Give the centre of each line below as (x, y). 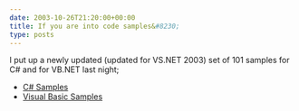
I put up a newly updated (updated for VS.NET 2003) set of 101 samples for (149, 60)
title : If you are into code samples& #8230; (95, 26)
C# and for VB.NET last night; (64, 69)
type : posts (32, 34)
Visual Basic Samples (63, 97)
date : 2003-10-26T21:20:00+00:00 (72, 18)
